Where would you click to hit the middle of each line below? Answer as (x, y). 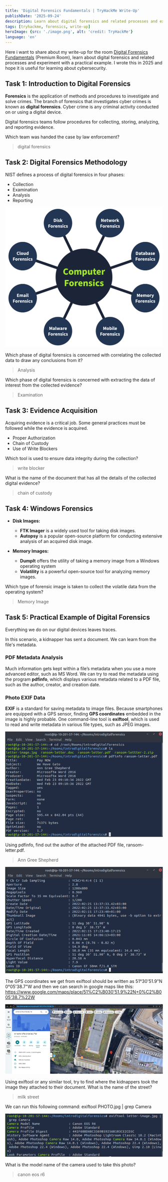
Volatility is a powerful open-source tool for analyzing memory (85, 571)
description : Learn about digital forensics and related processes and (81, 21)
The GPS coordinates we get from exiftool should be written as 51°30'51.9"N (84, 981)
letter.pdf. (15, 850)
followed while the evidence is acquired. (47, 428)
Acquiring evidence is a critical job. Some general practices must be (75, 423)
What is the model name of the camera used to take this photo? (70, 1165)
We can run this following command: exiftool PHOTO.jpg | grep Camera (78, 1107)
